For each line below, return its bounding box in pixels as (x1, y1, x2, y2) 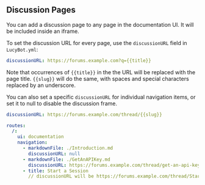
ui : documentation (17, 134, 64, 140)
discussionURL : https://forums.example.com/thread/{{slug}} (6, 111, 163, 117)
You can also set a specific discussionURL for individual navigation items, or (6, 93, 196, 100)
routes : (6, 122, 26, 128)
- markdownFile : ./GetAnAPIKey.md (22, 156, 111, 162)
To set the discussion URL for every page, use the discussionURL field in (6, 39, 187, 46)
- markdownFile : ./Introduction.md (22, 145, 113, 152)
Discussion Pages (6, 5, 76, 15)
